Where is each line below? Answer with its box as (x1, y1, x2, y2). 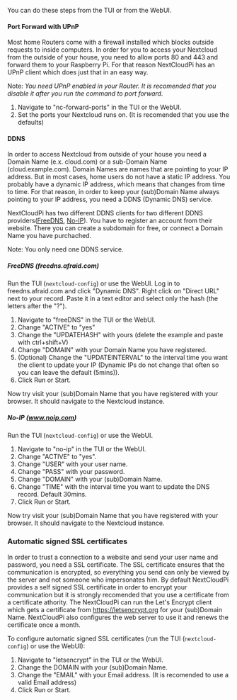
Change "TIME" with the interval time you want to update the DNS (17, 482, 210, 491)
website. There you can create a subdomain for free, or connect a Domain (7, 224, 223, 232)
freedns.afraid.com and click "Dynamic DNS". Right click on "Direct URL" (7, 287, 219, 295)
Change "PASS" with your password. (17, 468, 125, 476)
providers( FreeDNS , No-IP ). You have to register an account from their (7, 216, 213, 225)
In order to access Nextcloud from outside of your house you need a (7, 150, 207, 159)
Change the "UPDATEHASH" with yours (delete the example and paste (17, 331, 224, 339)
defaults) (17, 118, 45, 127)
